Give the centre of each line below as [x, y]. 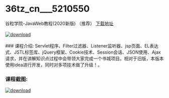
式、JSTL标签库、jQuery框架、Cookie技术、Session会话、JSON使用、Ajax [83, 52]
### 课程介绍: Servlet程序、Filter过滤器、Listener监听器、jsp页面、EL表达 [82, 45]
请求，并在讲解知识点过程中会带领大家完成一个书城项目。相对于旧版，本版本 [84, 58]
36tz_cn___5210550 [48, 9]
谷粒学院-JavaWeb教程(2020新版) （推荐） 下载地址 [59, 23]
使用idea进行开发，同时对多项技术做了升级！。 [54, 65]
